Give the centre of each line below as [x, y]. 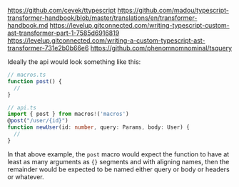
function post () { [35, 81]
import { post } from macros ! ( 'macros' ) [68, 114]
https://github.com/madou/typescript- [173, 10]
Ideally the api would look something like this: [74, 62]
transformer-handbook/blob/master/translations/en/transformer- [102, 18]
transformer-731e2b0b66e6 [48, 48]
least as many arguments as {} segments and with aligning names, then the [118, 161]
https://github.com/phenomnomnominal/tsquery [161, 48]
